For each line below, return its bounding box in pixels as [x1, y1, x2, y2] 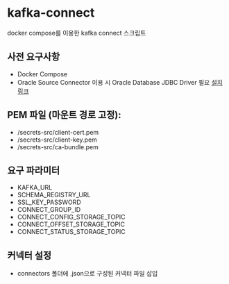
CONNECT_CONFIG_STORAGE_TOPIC [17, 213, 126, 222]
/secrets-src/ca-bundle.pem [17, 142, 99, 151]
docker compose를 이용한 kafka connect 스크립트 [7, 28, 146, 37]
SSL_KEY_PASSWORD [17, 198, 81, 206]
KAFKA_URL [17, 183, 53, 192]
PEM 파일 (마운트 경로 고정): [7, 109, 121, 121]
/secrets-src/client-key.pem [17, 135, 97, 144]
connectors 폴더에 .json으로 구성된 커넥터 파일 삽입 [17, 269, 158, 278]
